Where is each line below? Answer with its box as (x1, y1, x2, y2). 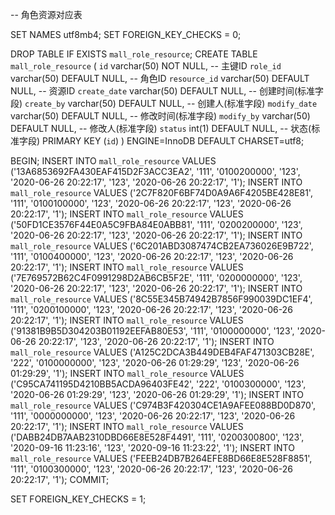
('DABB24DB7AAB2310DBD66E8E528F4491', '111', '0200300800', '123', (10, 431, 305, 443)
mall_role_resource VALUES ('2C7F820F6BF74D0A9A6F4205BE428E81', (10, 187, 313, 198)
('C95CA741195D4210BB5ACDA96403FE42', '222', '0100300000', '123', (10, 378, 307, 390)
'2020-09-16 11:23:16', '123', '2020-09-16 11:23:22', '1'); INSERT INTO (10, 442, 295, 453)
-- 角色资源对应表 (10, 9, 83, 20)
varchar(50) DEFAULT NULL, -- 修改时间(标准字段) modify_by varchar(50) (10, 110, 311, 122)
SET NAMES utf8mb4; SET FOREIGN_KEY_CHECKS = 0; (10, 29, 242, 40)
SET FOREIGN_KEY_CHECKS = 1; (10, 493, 147, 505)
